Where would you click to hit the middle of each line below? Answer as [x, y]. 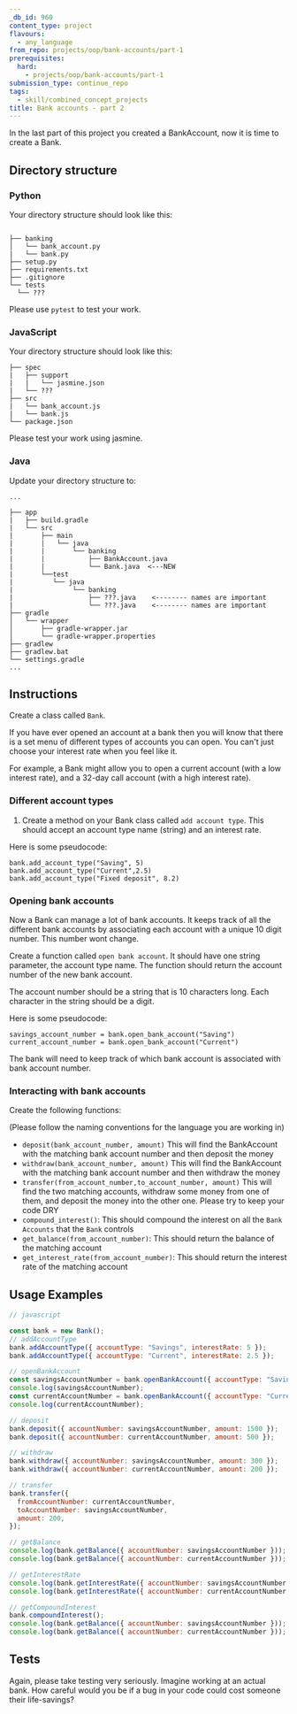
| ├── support [39, 376]
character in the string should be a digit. [82, 1001]
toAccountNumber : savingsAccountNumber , [92, 1510]
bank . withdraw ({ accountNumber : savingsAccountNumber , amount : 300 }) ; [144, 1461]
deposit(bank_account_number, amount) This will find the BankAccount [150, 1145]
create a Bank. [35, 142]
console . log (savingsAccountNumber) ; [76, 1388]
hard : [27, 67]
